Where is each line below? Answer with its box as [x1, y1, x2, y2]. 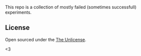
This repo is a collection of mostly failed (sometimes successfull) [5, 4, 137, 10]
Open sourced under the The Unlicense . [5, 36, 86, 42]
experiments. [5, 9, 32, 15]
